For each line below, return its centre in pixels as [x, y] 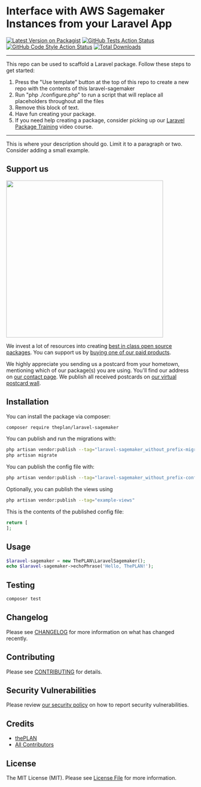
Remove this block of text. [47, 107]
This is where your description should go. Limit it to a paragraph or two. [94, 144]
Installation [28, 402]
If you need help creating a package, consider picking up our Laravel [100, 120]
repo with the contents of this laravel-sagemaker [75, 88]
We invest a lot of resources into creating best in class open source [89, 346]
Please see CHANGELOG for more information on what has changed [90, 632]
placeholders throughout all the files [59, 101]
